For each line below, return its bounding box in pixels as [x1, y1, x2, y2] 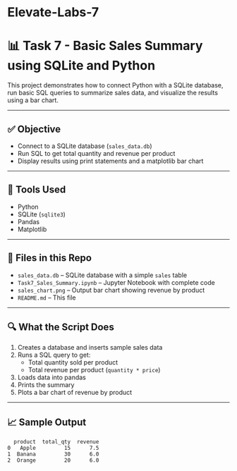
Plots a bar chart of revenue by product [17, 389, 133, 397]
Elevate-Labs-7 [7, 4, 99, 20]
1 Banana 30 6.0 [7, 451, 99, 458]
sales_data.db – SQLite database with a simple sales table [17, 271, 188, 279]
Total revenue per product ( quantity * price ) [28, 366, 161, 374]
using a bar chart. [7, 96, 59, 104]
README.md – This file [17, 293, 76, 302]
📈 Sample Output [7, 416, 87, 428]
